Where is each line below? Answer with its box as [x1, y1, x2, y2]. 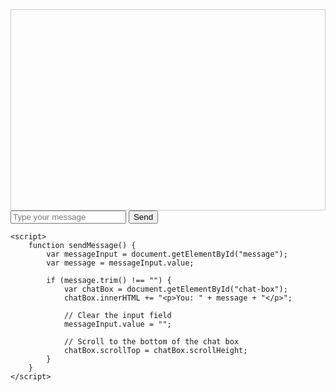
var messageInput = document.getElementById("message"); [46, 249, 288, 259]
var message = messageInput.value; [46, 258, 195, 268]
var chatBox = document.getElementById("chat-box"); [63, 284, 288, 294]
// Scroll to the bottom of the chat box [63, 337, 240, 347]
